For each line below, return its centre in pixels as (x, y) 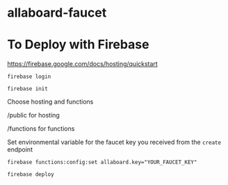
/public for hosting (34, 115)
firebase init (28, 89)
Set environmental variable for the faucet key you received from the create (114, 142)
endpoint (20, 150)
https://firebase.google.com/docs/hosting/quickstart (82, 64)
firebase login (29, 77)
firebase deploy (31, 175)
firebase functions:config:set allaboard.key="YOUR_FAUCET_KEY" (102, 162)
